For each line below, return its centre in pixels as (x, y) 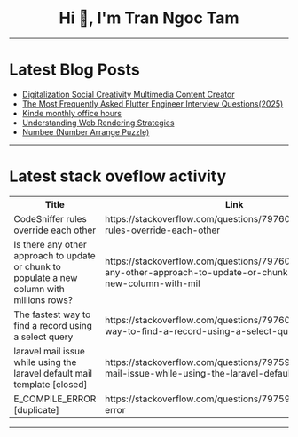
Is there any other (50, 244)
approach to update (55, 255)
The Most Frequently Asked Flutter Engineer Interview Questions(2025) (153, 103)
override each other (55, 230)
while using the (45, 362)
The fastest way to (52, 314)
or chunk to (38, 266)
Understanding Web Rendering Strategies (98, 123)
